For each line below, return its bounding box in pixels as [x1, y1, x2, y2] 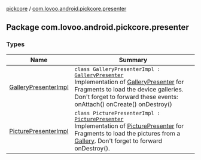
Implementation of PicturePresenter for [74, 122, 184, 130]
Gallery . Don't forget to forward [74, 137, 163, 145]
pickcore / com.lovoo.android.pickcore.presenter [6, 5, 127, 12]
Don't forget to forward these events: [74, 93, 178, 101]
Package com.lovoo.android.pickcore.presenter [6, 22, 190, 32]
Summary [118, 56, 148, 64]
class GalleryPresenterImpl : [74, 66, 160, 72]
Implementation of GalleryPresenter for [74, 78, 184, 86]
